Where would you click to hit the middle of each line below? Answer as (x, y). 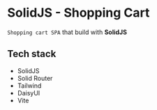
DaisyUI (29, 93)
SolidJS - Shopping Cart (78, 13)
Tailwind (29, 86)
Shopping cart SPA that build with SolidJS (67, 32)
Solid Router (35, 78)
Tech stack (32, 54)
